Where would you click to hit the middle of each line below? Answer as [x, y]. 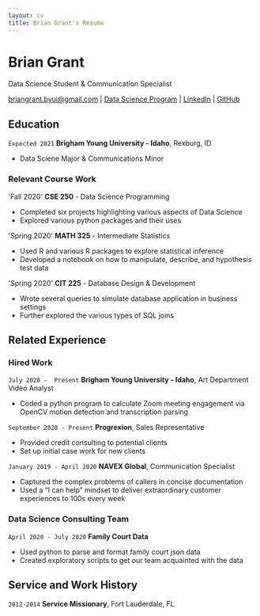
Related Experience [57, 340]
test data [34, 268]
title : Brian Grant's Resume [56, 23]
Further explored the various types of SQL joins [97, 315]
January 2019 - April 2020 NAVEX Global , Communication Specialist [122, 466]
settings [33, 306]
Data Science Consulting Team [68, 519]
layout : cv [26, 15]
